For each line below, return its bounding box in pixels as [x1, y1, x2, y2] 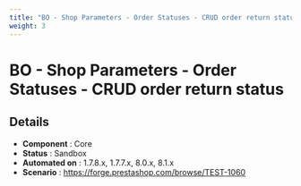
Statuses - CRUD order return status [9, 79, 285, 99]
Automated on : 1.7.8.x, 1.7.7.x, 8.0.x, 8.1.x [21, 157, 175, 168]
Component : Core [21, 138, 92, 148]
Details [9, 114, 49, 130]
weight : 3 [9, 21, 47, 30]
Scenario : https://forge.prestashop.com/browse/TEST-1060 [21, 166, 246, 177]
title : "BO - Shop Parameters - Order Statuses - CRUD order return [9, 13, 271, 22]
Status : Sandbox [21, 148, 87, 158]
